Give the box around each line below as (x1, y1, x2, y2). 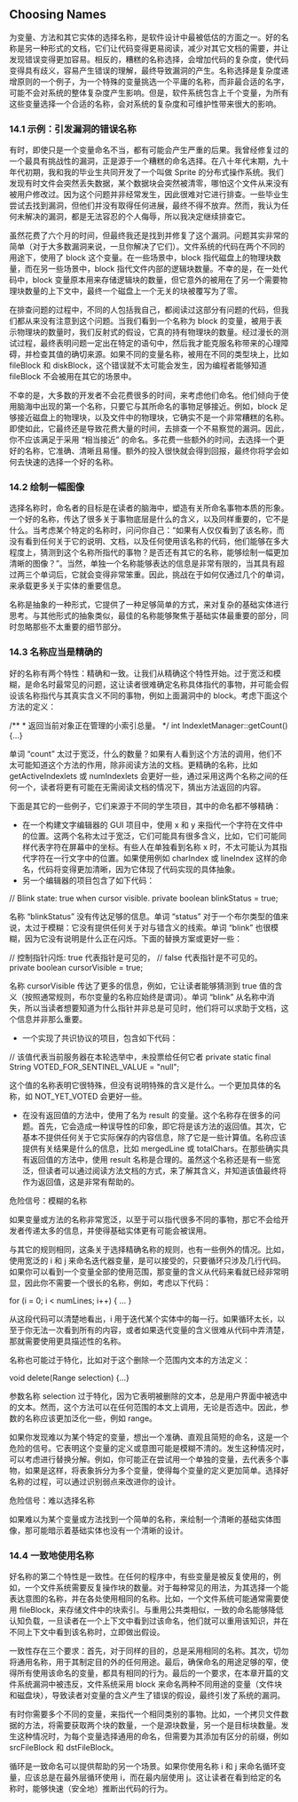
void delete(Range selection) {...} (9, 1372, 130, 1383)
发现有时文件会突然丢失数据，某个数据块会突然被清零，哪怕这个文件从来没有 (9, 178, 289, 189)
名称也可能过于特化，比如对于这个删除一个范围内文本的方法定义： (9, 1354, 250, 1365)
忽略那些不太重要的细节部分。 (16, 622, 126, 632)
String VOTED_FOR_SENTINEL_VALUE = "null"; (9, 1061, 180, 1072)
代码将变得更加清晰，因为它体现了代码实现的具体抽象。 (37, 863, 240, 874)
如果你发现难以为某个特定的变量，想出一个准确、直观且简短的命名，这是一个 (9, 1432, 289, 1442)
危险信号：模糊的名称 (9, 1195, 87, 1206)
